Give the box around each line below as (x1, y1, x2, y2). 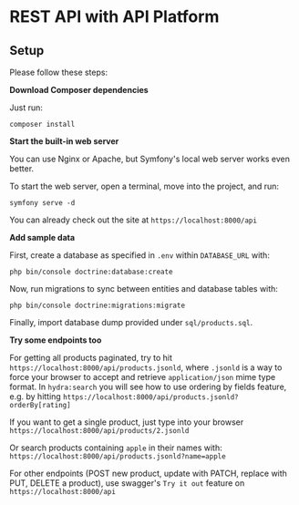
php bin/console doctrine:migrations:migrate (9, 301, 185, 310)
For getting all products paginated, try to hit (9, 353, 173, 363)
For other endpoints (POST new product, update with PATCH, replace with (9, 468, 287, 479)
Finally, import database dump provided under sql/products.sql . (9, 317, 253, 327)
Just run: (9, 102, 44, 113)
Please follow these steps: (9, 67, 108, 77)
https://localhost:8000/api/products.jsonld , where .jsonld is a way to (9, 362, 283, 373)
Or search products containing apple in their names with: (9, 442, 222, 453)
